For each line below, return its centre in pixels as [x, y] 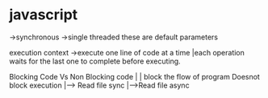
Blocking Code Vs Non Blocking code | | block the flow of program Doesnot [135, 76]
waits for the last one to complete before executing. [95, 61]
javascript [44, 15]
